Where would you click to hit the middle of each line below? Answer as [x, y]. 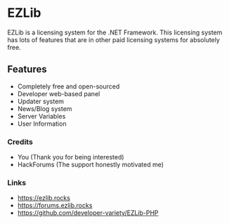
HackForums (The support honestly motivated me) [90, 165]
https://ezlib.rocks [44, 198]
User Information [42, 124]
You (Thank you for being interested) [71, 157]
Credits [20, 142]
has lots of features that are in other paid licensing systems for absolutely [113, 39]
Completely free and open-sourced [68, 86]
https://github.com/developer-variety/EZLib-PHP [88, 213]
